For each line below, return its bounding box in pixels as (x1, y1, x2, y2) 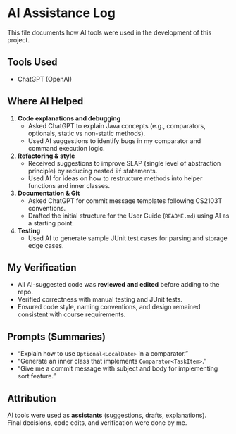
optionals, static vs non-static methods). (27, 129, 146, 137)
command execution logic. (27, 144, 106, 152)
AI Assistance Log (7, 5, 116, 21)
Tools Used (7, 56, 58, 68)
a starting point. (27, 218, 74, 227)
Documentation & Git (17, 189, 80, 197)
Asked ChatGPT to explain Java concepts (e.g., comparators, (27, 121, 206, 130)
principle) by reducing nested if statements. (27, 166, 158, 175)
